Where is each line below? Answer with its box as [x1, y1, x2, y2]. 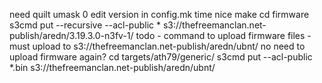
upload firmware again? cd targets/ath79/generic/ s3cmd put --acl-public [9, 51, 313, 63]
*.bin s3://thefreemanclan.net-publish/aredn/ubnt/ [9, 62, 216, 73]
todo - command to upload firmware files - [135, 30, 312, 41]
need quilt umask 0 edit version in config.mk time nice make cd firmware [9, 9, 310, 20]
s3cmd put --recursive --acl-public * [9, 19, 161, 31]
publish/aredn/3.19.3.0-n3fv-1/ [9, 30, 134, 41]
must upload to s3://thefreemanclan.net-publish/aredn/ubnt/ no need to [9, 40, 306, 52]
